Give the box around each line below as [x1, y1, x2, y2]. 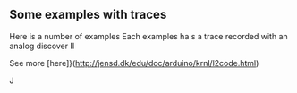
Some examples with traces [9, 7, 167, 22]
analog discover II [9, 40, 75, 51]
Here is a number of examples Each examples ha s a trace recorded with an [9, 30, 288, 41]
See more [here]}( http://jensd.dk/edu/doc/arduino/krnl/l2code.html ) [9, 57, 259, 68]
